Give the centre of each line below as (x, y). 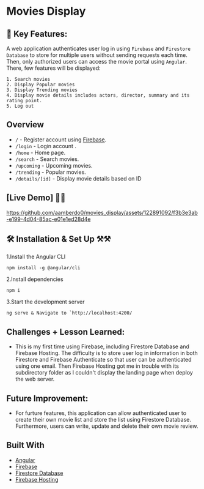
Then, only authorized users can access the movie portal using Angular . (97, 62)
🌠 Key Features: (37, 34)
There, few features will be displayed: (53, 68)
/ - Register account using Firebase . (61, 140)
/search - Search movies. (47, 159)
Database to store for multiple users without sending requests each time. (97, 55)
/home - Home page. (40, 152)
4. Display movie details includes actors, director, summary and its (98, 95)
